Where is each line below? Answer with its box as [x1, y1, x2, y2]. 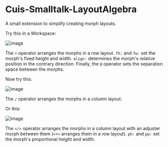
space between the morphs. [5, 66, 65, 72]
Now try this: [5, 76, 32, 82]
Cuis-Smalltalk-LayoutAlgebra [5, 4, 137, 15]
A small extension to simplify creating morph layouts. [5, 20, 117, 26]
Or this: [5, 105, 21, 111]
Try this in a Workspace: [5, 30, 57, 36]
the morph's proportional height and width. [5, 136, 96, 142]
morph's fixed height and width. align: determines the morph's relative [5, 55, 155, 62]
